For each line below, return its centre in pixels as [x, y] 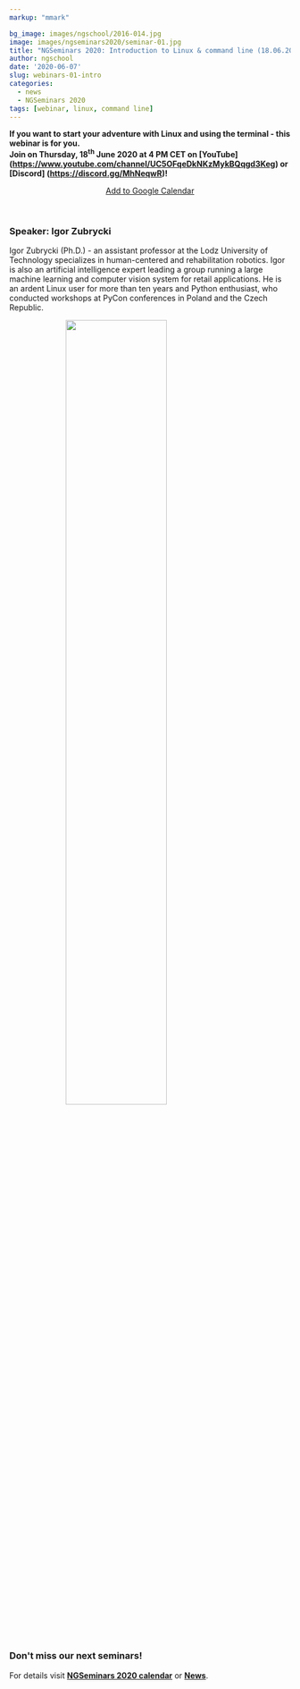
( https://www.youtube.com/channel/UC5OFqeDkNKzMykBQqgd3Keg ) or [149, 164]
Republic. [27, 308]
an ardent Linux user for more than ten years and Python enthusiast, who [144, 289]
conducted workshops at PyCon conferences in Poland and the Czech [138, 298]
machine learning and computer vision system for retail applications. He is [146, 279]
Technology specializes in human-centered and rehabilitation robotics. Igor [147, 260]
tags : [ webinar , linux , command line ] [81, 108]
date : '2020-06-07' [46, 67]
